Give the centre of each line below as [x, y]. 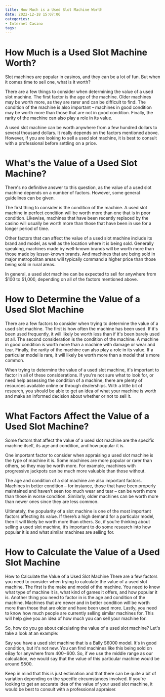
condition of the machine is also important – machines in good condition [79, 107]
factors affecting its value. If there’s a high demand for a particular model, [80, 516]
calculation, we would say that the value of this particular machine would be [82, 658]
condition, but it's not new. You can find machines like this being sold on [79, 648]
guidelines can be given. [30, 198]
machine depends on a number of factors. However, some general [73, 193]
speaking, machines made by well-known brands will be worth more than [80, 249]
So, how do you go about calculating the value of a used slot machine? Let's [83, 628]
